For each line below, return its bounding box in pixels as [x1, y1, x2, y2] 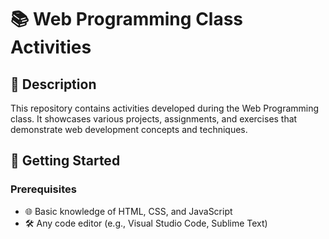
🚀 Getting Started [10, 152, 121, 170]
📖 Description [10, 76, 97, 93]
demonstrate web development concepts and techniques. [10, 124, 248, 135]
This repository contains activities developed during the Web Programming [10, 102, 320, 114]
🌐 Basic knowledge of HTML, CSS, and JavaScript [24, 205, 233, 217]
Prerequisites [10, 182, 77, 196]
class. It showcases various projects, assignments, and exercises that [10, 113, 298, 125]
